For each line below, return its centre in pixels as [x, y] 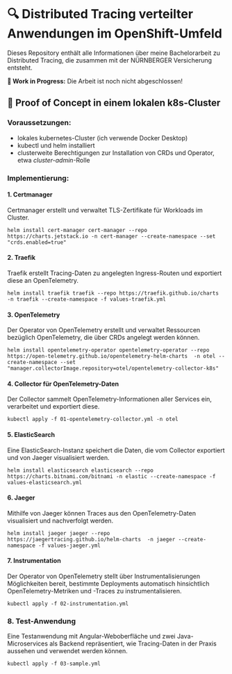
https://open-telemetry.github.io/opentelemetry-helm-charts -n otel [111, 356]
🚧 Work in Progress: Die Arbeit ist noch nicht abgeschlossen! [95, 81]
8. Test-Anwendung [42, 621]
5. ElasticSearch [31, 434]
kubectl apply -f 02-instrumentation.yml [68, 603]
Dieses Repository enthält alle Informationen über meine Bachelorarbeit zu [114, 53]
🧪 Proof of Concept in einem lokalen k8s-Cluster [114, 103]
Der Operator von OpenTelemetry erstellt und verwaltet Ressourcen [104, 330]
